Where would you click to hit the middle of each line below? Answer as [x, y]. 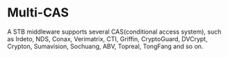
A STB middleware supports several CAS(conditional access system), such [114, 32]
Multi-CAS [38, 13]
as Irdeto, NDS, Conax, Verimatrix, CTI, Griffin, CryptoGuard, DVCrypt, [107, 38]
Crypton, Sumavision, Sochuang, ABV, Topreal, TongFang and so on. [105, 46]
